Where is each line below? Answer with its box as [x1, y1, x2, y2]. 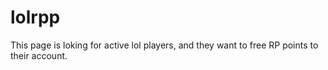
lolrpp [10, 6, 61, 29]
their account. [10, 49, 68, 61]
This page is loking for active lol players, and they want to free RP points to [10, 39, 319, 51]
